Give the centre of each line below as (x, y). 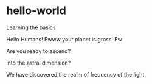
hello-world (36, 11)
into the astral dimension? (39, 63)
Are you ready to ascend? (39, 51)
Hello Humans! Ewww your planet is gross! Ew (64, 39)
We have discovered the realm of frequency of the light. (76, 74)
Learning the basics (31, 27)
